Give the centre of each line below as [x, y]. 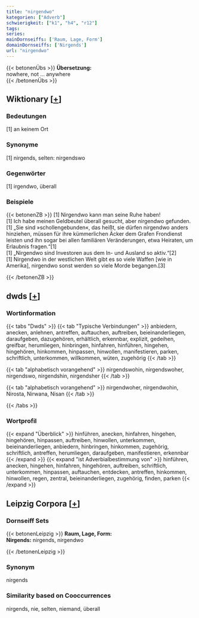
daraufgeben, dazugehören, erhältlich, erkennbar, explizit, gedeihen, [91, 339]
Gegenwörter [26, 173]
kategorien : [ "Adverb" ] [36, 17]
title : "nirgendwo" [30, 12]
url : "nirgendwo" [28, 51]
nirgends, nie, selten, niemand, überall [53, 608]
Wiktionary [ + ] [34, 99]
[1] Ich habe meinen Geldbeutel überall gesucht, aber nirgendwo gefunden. [99, 221]
